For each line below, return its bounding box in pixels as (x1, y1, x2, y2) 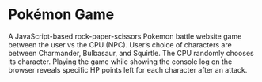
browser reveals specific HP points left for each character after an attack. (8, 65, 248, 74)
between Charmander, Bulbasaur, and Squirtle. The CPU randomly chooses (8, 48, 255, 58)
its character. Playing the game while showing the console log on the (8, 57, 233, 66)
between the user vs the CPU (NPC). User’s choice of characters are (8, 39, 232, 49)
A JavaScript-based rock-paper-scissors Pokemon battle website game (8, 32, 242, 41)
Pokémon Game (8, 6, 115, 24)
